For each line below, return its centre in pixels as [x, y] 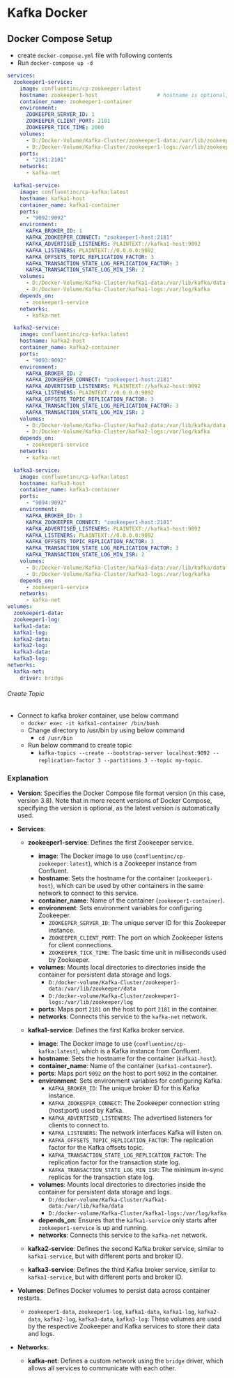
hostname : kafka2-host [53, 341]
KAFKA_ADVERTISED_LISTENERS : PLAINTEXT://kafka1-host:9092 [113, 244]
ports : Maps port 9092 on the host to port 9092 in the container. [128, 1074]
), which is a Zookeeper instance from [142, 864]
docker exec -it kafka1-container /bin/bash [93, 723]
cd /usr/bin [55, 738]
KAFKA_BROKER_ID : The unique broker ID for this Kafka [124, 1088]
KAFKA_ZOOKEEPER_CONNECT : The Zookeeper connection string [134, 1103]
